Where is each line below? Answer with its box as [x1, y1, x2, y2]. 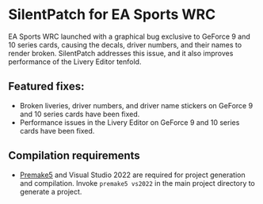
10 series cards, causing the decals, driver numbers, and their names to [8, 40, 242, 49]
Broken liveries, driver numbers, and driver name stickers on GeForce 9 [19, 100, 253, 110]
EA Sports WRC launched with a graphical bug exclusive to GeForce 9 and [8, 32, 251, 41]
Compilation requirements [8, 149, 140, 163]
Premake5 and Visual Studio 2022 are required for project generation [19, 170, 246, 179]
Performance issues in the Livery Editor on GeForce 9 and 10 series [19, 117, 240, 127]
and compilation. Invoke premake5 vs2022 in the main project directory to [19, 178, 256, 187]
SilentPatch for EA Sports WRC [8, 6, 216, 24]
